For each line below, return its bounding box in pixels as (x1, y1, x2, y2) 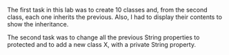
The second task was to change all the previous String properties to (7, 33, 200, 41)
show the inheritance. (7, 20, 69, 28)
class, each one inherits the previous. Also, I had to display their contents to (7, 13, 223, 21)
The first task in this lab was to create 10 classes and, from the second (7, 6, 208, 14)
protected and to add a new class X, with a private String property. (7, 41, 197, 48)
